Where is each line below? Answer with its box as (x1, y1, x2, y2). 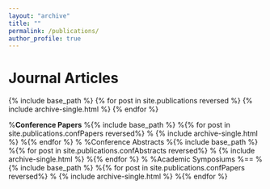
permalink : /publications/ (8, 27, 99, 35)
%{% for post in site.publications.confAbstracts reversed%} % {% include (8, 146, 255, 156)
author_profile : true (8, 34, 82, 43)
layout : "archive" (8, 11, 70, 20)
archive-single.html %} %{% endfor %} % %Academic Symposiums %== (8, 154, 254, 164)
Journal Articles (8, 69, 119, 87)
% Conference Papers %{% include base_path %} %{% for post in (8, 120, 230, 130)
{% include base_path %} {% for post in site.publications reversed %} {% (8, 96, 253, 106)
